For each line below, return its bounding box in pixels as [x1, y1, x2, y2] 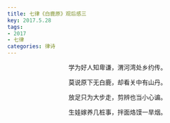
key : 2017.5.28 [7, 17, 52, 24]
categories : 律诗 [7, 43, 56, 50]
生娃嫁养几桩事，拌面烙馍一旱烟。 [69, 108, 167, 116]
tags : [7, 23, 23, 30]
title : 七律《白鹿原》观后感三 [7, 10, 87, 18]
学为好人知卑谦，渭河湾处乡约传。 [69, 63, 167, 71]
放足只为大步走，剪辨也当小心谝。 [69, 93, 167, 101]
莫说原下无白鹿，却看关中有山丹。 [69, 78, 167, 86]
